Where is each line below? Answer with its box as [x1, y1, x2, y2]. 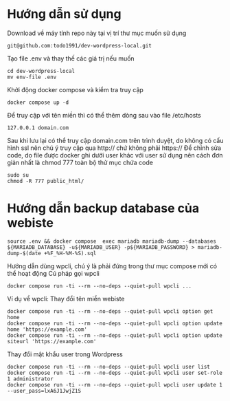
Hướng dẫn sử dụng [7, 6, 122, 22]
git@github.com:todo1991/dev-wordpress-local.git [7, 42, 152, 49]
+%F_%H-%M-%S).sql [43, 250, 97, 257]
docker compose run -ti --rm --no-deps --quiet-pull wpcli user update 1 [7, 381, 223, 388]
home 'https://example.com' [7, 326, 88, 333]
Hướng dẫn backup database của [7, 201, 200, 216]
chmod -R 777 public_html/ [7, 177, 84, 184]
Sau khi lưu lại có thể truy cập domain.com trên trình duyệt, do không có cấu [7, 136, 224, 144]
